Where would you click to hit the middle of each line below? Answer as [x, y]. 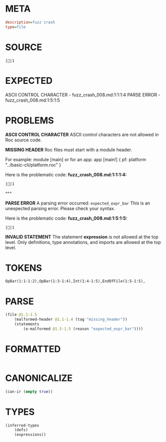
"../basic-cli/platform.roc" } [33, 165]
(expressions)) [30, 435]
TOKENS [24, 268]
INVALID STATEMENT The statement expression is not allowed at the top [82, 237]
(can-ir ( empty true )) [29, 391]
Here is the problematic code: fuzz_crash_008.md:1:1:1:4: [66, 174]
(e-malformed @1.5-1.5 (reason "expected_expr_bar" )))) [83, 329]
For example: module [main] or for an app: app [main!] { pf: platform [76, 159]
